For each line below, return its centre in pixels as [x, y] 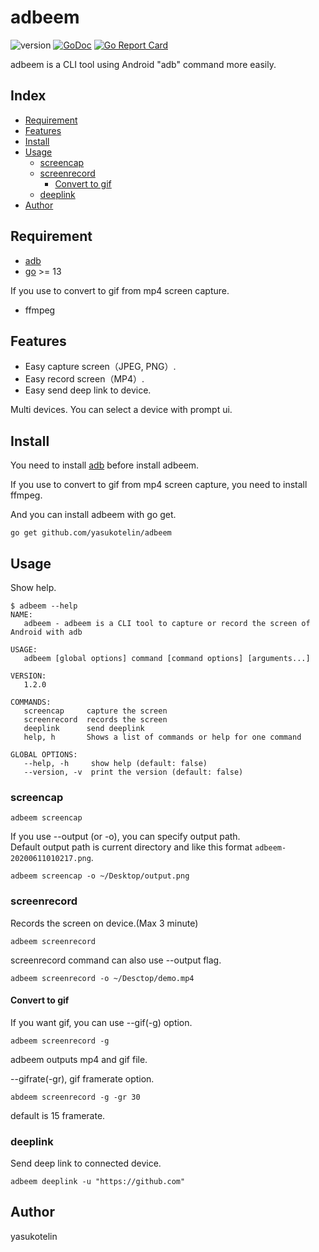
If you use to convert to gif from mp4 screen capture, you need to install [159, 485]
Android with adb [46, 632]
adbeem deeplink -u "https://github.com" [98, 1182]
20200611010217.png [51, 859]
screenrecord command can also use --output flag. [116, 960]
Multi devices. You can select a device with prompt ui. [121, 410]
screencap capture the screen [95, 711]
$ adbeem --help [44, 606]
